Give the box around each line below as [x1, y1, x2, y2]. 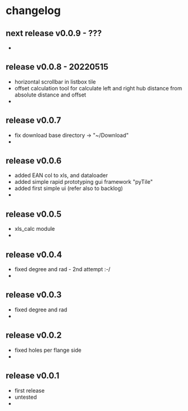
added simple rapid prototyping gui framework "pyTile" [14, 178, 153, 186]
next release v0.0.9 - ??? [5, 28, 102, 38]
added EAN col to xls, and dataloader [14, 172, 108, 179]
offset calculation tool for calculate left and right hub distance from [14, 84, 183, 92]
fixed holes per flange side [14, 346, 82, 354]
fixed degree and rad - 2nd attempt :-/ [14, 266, 111, 273]
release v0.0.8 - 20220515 [5, 62, 109, 72]
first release [14, 387, 45, 394]
